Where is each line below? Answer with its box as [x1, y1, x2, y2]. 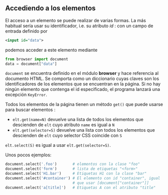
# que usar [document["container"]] [72, 180, 149, 185]
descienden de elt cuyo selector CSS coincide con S [12, 133, 122, 139]
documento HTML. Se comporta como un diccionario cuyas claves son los [5, 75, 159, 82]
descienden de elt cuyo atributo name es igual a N [12, 122, 115, 128]
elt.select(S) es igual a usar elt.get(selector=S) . [5, 142, 111, 148]
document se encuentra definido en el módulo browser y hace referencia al [5, 70, 159, 76]
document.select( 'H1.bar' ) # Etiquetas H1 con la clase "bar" [5, 171, 147, 176]
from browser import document [5, 56, 69, 62]
